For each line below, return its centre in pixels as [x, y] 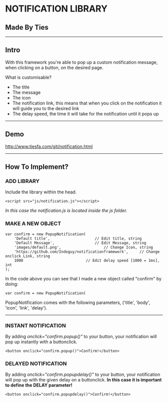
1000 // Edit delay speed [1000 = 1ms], [87, 260]
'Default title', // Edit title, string [78, 238]
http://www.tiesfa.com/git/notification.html [49, 146]
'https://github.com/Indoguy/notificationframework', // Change [87, 252]
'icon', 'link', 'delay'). [26, 308]
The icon [21, 97]
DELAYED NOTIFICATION [36, 363]
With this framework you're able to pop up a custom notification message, [81, 62]
